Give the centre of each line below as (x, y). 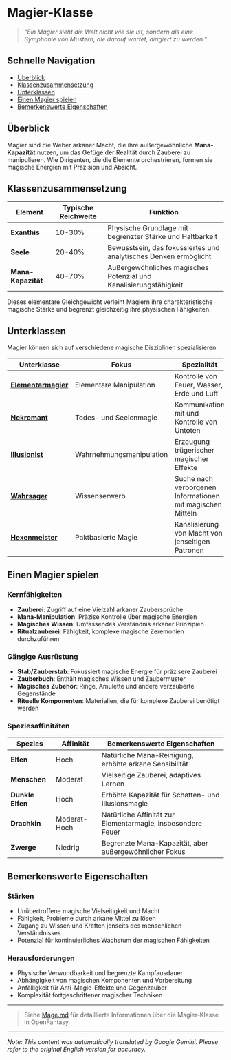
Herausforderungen (41, 958)
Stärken (21, 896)
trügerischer (194, 451)
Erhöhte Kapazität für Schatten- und (161, 795)
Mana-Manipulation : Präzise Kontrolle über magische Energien (107, 616)
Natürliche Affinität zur (138, 815)
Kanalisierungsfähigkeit (145, 285)
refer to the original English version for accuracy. (77, 1050)
